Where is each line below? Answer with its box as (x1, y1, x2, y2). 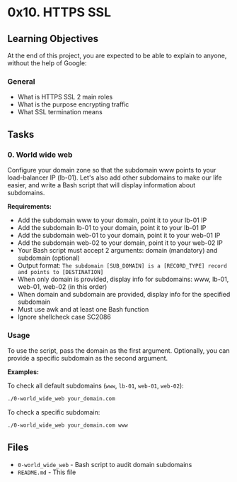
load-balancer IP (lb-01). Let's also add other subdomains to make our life (7, 173, 223, 182)
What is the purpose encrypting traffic (17, 100, 129, 109)
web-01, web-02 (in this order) (17, 282, 108, 291)
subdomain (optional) (17, 253, 80, 262)
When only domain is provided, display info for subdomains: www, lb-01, (17, 275, 229, 283)
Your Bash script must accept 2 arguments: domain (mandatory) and (17, 246, 218, 254)
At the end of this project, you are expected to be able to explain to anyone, (7, 51, 227, 60)
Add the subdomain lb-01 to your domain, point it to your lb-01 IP (17, 223, 207, 231)
